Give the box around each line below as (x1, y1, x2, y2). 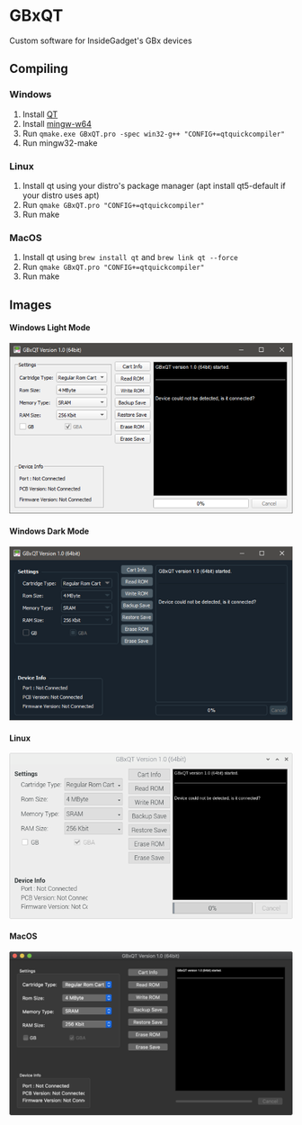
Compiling (9, 61, 69, 76)
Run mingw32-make (22, 137, 98, 148)
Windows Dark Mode (9, 526, 90, 536)
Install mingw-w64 (22, 118, 93, 129)
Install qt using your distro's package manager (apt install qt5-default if (22, 180, 286, 191)
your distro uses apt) (22, 190, 100, 201)
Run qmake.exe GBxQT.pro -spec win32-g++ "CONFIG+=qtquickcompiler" (22, 128, 285, 139)
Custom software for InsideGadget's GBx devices (9, 35, 192, 46)
